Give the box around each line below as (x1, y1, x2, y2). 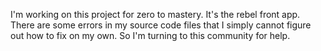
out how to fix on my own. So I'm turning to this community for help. (10, 30, 291, 41)
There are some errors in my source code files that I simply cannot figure (10, 19, 312, 31)
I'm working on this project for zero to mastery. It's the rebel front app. (10, 9, 301, 20)
